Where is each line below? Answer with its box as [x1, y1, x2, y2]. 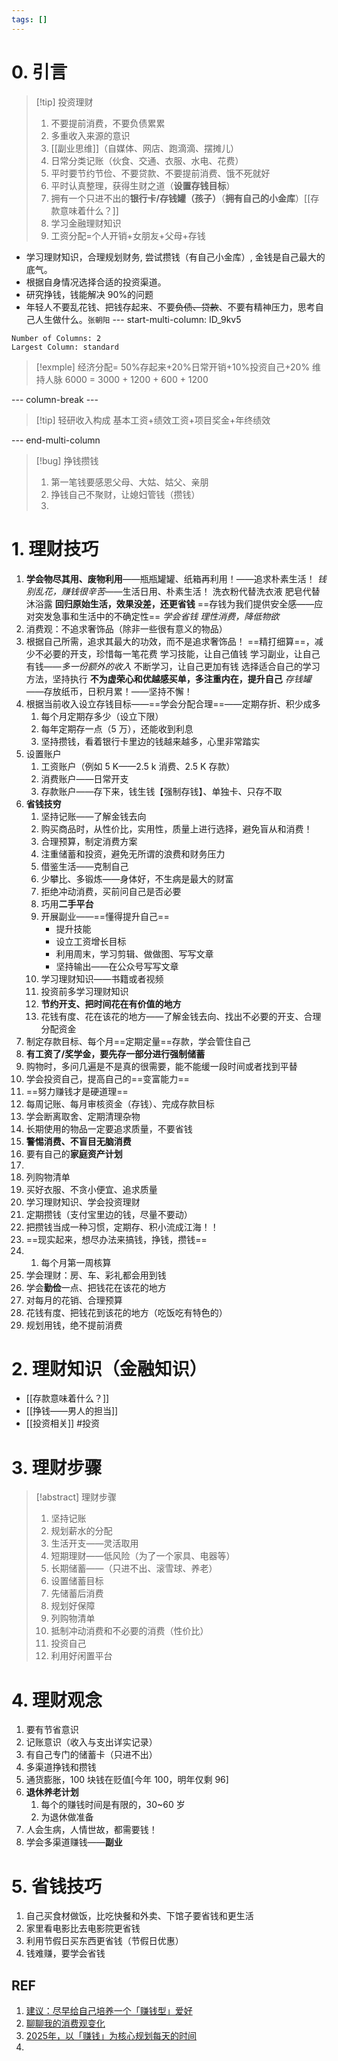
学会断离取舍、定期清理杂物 [25, 1110, 141, 1122]
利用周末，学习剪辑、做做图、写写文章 [55, 947, 214, 960]
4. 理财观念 [11, 1689, 103, 1711]
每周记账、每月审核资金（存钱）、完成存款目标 [25, 1097, 215, 1110]
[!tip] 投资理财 [35, 96, 94, 108]
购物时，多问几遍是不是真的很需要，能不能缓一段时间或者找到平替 [25, 1060, 298, 1072]
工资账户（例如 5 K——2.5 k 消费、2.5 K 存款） [40, 760, 236, 772]
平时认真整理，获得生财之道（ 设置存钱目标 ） [50, 179, 236, 191]
